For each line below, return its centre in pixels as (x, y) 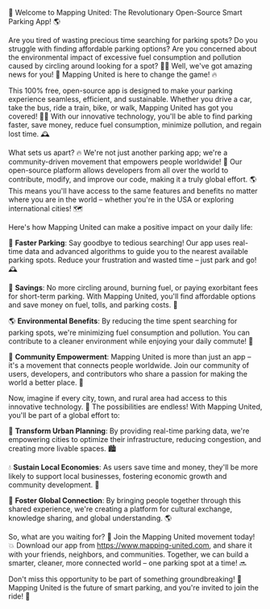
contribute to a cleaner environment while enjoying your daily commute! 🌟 (131, 341)
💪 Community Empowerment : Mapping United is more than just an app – (130, 357)
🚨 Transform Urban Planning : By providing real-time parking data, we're (129, 431)
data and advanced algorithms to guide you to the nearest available (136, 251)
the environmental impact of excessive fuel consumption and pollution (125, 57)
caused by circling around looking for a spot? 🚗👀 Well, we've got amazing (130, 66)
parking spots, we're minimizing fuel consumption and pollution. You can (129, 332)
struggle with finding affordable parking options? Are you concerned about (133, 49)
